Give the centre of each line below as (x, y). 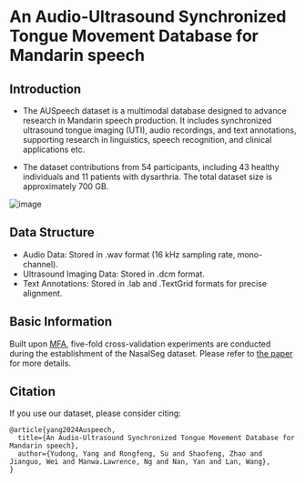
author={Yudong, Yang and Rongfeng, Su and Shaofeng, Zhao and (140, 454)
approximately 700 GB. (66, 186)
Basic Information (61, 322)
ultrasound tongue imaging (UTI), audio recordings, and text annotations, (159, 130)
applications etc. (54, 149)
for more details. (40, 363)
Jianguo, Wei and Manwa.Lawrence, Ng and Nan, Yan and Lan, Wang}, (140, 462)
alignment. (42, 293)
